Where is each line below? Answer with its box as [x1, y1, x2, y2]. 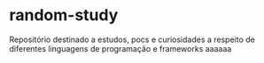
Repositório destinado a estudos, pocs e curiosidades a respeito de [9, 34, 255, 45]
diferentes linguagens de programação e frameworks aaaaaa [9, 43, 232, 53]
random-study [9, 5, 119, 25]
